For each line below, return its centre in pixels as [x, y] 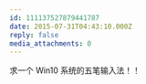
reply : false [34, 35]
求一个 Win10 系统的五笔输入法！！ [75, 70]
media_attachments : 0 [51, 43]
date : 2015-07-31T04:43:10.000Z [71, 26]
